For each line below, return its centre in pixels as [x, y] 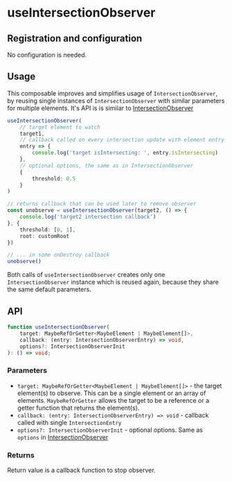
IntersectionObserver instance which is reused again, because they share [113, 282]
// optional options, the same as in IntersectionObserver [107, 165]
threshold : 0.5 [54, 179]
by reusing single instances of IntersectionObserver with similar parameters [116, 100]
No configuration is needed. [47, 55]
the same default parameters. [49, 289]
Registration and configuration [75, 38]
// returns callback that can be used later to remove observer [102, 204]
